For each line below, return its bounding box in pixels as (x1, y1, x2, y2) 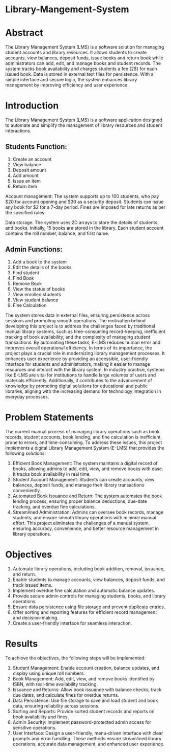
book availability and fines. (12, 714, 69, 720)
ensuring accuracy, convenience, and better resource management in (12, 525, 159, 532)
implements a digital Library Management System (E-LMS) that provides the (5, 445, 164, 451)
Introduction (5, 100, 59, 112)
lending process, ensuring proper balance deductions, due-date (12, 498, 148, 504)
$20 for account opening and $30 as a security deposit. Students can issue (5, 198, 164, 205)
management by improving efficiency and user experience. (5, 82, 129, 88)
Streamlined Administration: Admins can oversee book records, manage (12, 509, 164, 515)
